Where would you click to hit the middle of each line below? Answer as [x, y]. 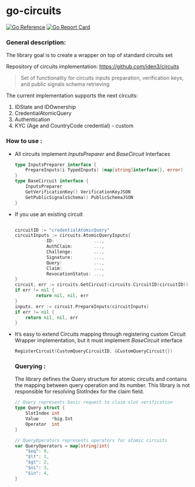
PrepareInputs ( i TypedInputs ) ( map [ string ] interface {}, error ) [105, 170]
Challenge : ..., [75, 252]
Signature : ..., [75, 257]
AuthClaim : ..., [75, 246]
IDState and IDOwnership [45, 107]
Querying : [30, 366]
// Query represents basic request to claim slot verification [94, 402]
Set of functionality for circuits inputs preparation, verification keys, [102, 78]
